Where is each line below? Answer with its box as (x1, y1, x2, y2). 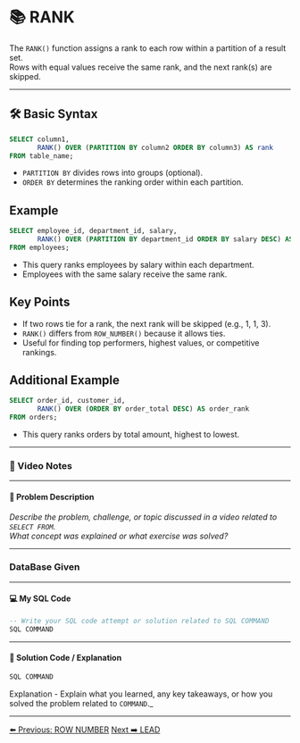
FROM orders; (9, 413, 58, 422)
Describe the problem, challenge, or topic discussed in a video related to (9, 511, 278, 522)
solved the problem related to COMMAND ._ (9, 697, 154, 708)
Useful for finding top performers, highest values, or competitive (21, 337, 260, 348)
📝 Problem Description (9, 491, 95, 502)
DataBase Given (9, 561, 80, 573)
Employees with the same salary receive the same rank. (21, 269, 228, 280)
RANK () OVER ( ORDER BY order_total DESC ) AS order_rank (37, 405, 250, 413)
